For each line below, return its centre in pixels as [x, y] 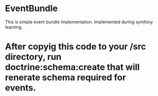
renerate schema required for [66, 78]
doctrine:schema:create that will [72, 67]
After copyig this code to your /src [76, 47]
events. [21, 88]
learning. [14, 27]
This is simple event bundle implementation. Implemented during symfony [79, 22]
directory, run [33, 57]
